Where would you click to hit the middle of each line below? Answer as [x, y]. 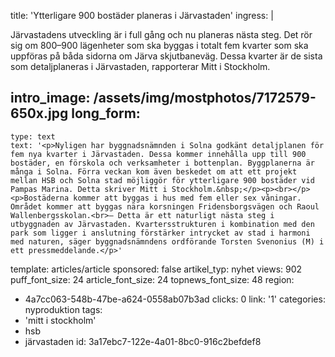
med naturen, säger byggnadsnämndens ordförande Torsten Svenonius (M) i [167, 241]
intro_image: [50, 98]
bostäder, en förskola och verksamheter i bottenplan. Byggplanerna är [162, 163]
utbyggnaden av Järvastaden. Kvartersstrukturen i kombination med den [162, 224]
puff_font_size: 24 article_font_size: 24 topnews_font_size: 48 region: [152, 279]
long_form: [106, 113]
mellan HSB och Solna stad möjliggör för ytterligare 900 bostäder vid [162, 180]
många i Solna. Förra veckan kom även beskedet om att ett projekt [154, 171]
